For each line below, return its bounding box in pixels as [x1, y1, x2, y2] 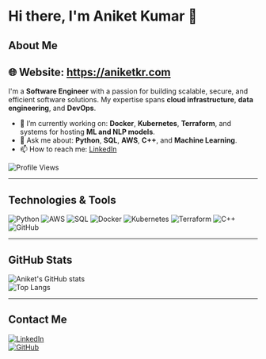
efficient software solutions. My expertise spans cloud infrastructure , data [8, 95, 253, 105]
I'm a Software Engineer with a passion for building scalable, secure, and [8, 86, 249, 96]
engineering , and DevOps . [8, 103, 97, 113]
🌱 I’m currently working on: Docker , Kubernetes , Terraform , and [19, 119, 232, 128]
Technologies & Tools [8, 193, 116, 207]
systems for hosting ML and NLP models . [19, 127, 156, 137]
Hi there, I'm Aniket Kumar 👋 [8, 7, 198, 25]
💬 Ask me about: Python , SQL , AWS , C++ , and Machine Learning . [19, 136, 237, 145]
